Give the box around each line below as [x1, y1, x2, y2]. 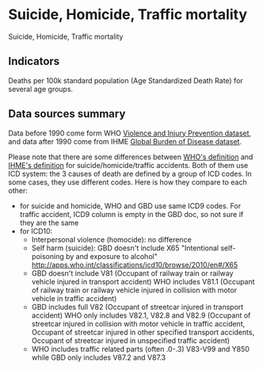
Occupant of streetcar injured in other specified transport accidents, [31, 327, 255, 337]
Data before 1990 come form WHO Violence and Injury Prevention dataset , [8, 128, 252, 138]
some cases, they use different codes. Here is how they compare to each [8, 177, 247, 187]
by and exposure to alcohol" [66, 251, 158, 261]
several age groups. [8, 84, 74, 93]
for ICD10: [19, 226, 53, 235]
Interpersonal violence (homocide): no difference [31, 235, 192, 244]
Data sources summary [8, 107, 126, 120]
